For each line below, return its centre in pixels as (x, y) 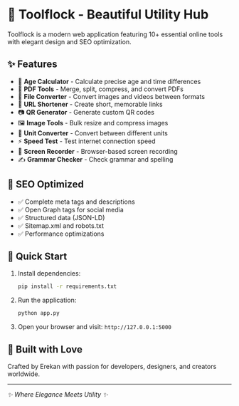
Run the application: (47, 300)
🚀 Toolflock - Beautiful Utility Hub (108, 15)
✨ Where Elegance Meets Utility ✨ (58, 394)
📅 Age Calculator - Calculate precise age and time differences (109, 81)
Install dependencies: (49, 274)
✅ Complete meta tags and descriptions (76, 202)
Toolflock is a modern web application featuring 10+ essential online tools (115, 34)
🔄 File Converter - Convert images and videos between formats (111, 96)
